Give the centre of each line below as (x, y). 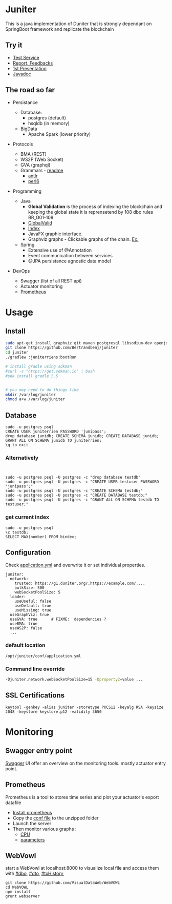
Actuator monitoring (41, 286)
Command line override (35, 669)
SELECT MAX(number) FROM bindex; (41, 537)
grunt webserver (23, 896)
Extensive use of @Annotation (60, 250)
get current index (27, 517)
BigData (29, 129)
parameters (33, 839)
